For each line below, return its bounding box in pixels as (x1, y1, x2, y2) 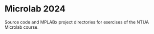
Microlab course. (4, 24, 39, 30)
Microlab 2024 (4, 3, 66, 14)
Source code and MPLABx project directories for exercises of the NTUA (4, 19, 149, 25)
